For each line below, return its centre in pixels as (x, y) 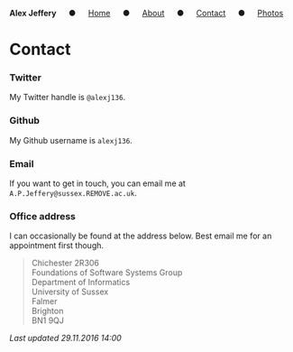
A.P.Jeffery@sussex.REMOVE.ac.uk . (73, 193)
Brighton (47, 311)
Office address (43, 216)
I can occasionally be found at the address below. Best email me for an (141, 236)
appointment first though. (57, 245)
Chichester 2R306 (65, 263)
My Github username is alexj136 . (71, 140)
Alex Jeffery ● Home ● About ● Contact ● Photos (146, 13)
